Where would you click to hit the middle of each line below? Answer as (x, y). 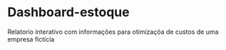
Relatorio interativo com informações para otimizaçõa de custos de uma (113, 32)
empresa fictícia (31, 39)
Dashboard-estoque (68, 12)
